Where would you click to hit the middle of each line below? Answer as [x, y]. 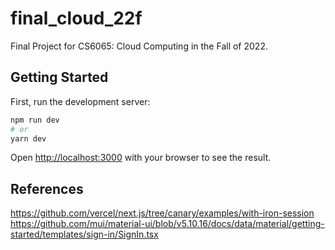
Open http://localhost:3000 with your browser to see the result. [141, 158]
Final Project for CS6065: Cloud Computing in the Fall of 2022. [139, 46]
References [47, 188]
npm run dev [35, 120]
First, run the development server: [80, 101]
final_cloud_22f [76, 18]
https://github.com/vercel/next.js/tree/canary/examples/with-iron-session [162, 213]
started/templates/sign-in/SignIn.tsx [84, 234]
